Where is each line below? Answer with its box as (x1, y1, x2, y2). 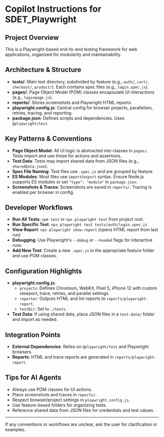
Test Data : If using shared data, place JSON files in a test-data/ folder (12, 311, 155, 317)
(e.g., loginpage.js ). (12, 94, 53, 100)
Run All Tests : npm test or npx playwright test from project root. (12, 217, 144, 222)
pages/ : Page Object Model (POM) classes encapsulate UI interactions (12, 89, 155, 95)
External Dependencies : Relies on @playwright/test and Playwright (12, 344, 149, 350)
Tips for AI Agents (5, 373, 61, 382)
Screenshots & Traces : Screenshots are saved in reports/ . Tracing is (12, 184, 152, 190)
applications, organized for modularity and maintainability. (5, 51, 122, 57)
